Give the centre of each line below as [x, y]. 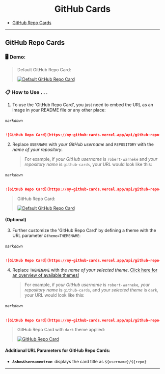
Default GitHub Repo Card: [44, 69]
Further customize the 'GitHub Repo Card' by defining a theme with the [84, 230]
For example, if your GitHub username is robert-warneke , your [87, 285]
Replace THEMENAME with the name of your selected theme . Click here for [85, 270]
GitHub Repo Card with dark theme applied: [61, 330]
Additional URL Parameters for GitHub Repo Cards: [58, 350]
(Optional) [16, 219]
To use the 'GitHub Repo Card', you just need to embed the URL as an [83, 105]
